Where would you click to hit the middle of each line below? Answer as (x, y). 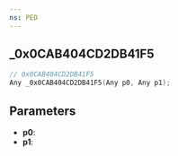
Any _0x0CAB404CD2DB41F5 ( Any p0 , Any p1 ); (90, 83)
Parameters (43, 111)
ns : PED (24, 17)
